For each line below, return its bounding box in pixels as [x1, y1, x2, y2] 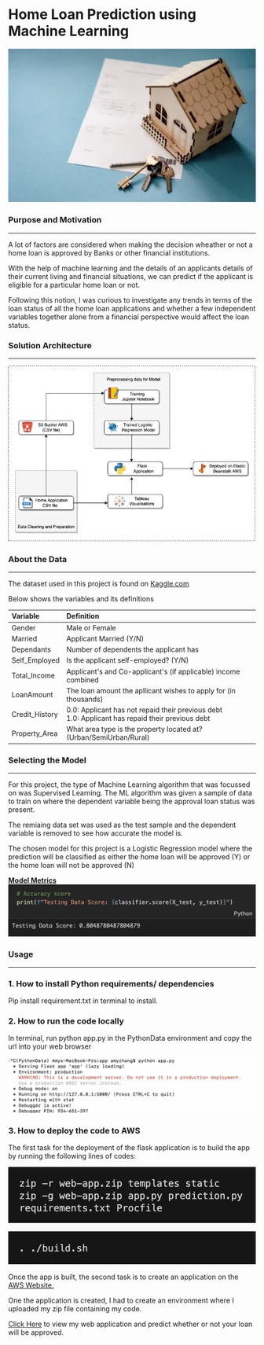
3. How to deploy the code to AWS [8, 1125, 141, 1136]
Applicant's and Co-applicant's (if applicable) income [66, 667, 240, 676]
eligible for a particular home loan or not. [8, 280, 140, 289]
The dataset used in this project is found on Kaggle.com [8, 579, 190, 588]
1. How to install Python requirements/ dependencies [8, 978, 214, 989]
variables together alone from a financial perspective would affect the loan [8, 312, 250, 322]
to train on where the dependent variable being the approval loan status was [8, 796, 255, 807]
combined [66, 674, 100, 685]
